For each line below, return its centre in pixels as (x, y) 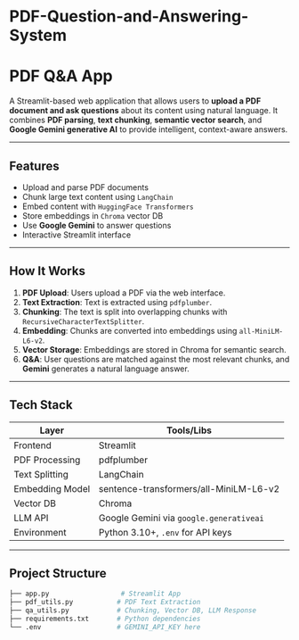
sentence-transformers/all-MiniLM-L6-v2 (189, 488)
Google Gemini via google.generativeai (181, 518)
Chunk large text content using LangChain (97, 196)
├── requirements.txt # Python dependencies (105, 619)
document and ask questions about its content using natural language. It (144, 111)
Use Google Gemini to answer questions (97, 225)
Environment (40, 532)
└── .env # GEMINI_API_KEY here (105, 627)
